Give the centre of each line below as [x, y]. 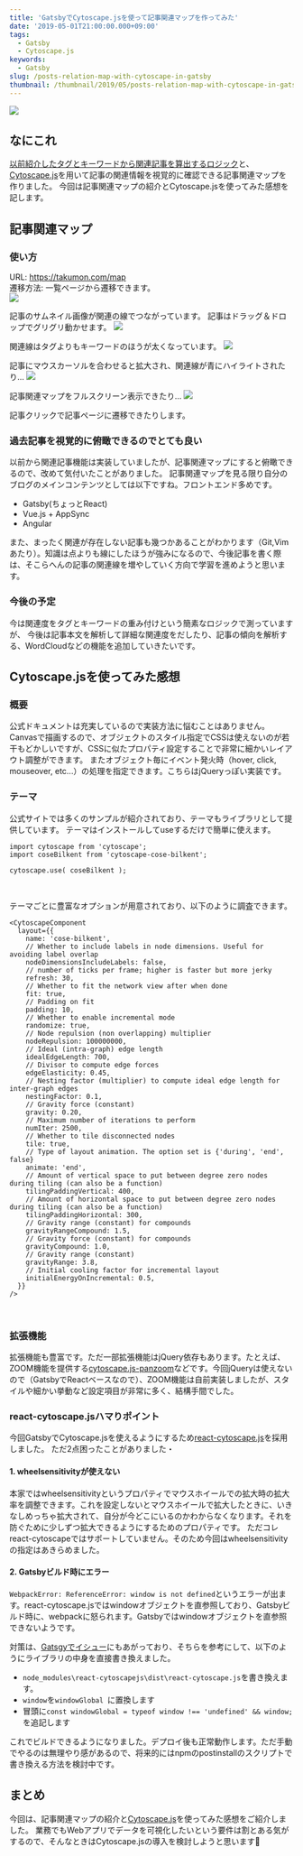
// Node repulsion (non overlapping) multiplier [119, 1033]
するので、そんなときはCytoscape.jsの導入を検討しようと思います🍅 [135, 1841]
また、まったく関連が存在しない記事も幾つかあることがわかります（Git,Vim [149, 542]
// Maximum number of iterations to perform [110, 1120]
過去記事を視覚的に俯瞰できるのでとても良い [106, 441]
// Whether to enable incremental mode [101, 1017]
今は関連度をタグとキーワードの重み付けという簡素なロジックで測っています [151, 623]
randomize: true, [58, 1025]
